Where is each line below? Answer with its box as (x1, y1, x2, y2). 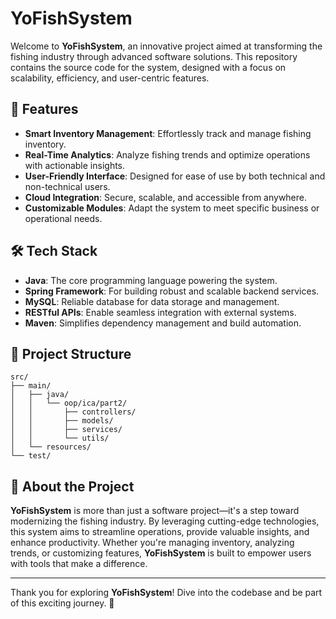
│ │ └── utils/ (10, 433, 110, 444)
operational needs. (24, 212, 103, 224)
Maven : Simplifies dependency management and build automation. (24, 317, 302, 329)
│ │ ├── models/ (10, 416, 114, 426)
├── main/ (10, 381, 52, 391)
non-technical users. (24, 180, 111, 192)
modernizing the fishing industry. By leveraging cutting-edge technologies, (10, 515, 320, 527)
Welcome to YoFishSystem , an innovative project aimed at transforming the (10, 40, 323, 52)
